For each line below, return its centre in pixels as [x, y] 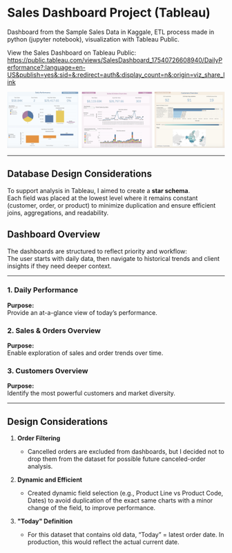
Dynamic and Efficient [50, 480]
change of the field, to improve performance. [91, 508]
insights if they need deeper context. [59, 266]
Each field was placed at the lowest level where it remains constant [103, 198]
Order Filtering [39, 438]
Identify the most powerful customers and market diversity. [91, 393]
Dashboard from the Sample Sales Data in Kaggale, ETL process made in [111, 32]
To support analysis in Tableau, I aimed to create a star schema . [99, 190]
